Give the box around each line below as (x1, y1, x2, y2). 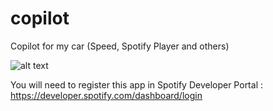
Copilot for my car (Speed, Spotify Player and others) (10, 40, 230, 52)
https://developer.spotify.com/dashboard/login (10, 89, 203, 101)
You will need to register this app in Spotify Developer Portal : (10, 78, 263, 91)
